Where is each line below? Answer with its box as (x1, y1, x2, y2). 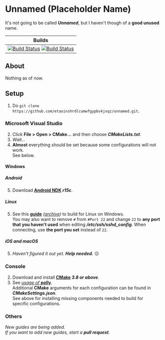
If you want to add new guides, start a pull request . (5, 329, 110, 335)
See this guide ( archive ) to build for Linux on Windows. (12, 211, 125, 217)
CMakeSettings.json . (12, 290, 57, 296)
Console (5, 263, 26, 270)
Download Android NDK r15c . (12, 187, 73, 193)
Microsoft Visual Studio (5, 120, 63, 127)
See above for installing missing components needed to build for (12, 295, 144, 301)
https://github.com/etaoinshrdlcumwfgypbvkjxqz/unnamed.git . (12, 108, 139, 114)
